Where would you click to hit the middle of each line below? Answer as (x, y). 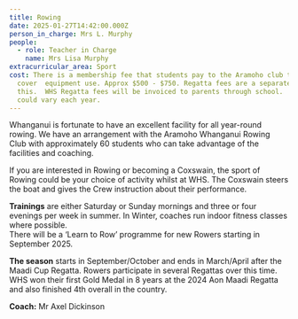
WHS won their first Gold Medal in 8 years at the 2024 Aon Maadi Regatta (144, 280)
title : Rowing (35, 17)
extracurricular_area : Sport (63, 67)
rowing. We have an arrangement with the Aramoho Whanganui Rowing (140, 135)
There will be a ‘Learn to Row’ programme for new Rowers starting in (134, 235)
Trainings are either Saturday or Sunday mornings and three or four (133, 206)
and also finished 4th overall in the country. (88, 290)
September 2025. (41, 244)
